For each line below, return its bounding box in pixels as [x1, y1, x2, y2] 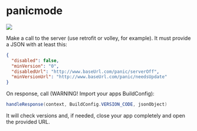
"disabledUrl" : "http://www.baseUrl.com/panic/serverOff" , [11, 69, 160, 75]
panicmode [6, 4, 63, 18]
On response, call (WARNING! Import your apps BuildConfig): [6, 90, 155, 98]
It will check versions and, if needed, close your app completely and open [6, 112, 186, 119]
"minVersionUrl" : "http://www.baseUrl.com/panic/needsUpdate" [11, 74, 168, 80]
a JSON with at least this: [6, 41, 68, 48]
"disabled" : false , [11, 58, 60, 63]
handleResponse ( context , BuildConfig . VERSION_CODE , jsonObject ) [6, 102, 168, 108]
